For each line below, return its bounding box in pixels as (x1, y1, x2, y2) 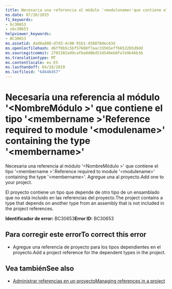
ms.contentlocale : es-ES (5, 60, 58, 65)
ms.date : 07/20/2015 (5, 12, 50, 17)
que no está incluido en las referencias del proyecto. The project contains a (5, 194, 163, 200)
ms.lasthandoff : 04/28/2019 (5, 65, 66, 70)
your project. (5, 179, 32, 185)
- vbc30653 (5, 27, 29, 32)
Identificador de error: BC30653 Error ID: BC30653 (5, 215, 114, 221)
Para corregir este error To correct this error (5, 230, 147, 239)
